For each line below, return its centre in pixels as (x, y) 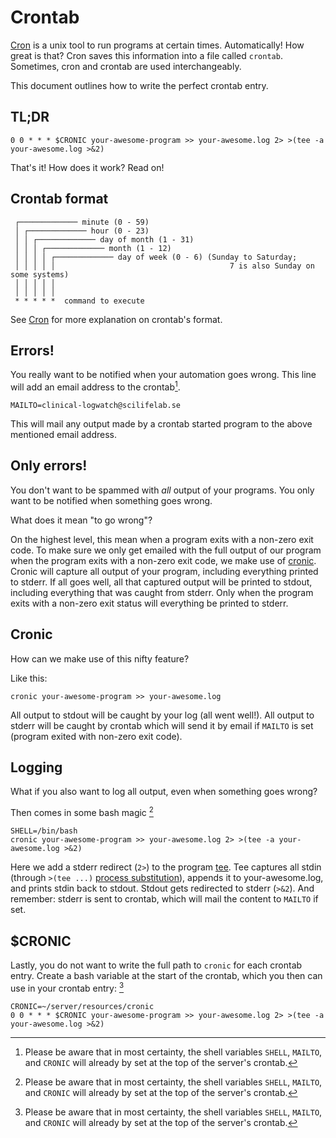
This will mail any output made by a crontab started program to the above (161, 424)
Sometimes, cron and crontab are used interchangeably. (126, 66)
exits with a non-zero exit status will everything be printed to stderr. (149, 603)
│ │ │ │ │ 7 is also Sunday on (164, 266)
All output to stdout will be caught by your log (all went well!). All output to (162, 715)
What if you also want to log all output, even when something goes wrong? (164, 792)
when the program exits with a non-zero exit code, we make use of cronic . (163, 560)
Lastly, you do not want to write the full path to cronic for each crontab (156, 965)
